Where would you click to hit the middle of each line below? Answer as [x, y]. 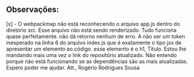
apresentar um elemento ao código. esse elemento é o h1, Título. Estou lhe [96, 49]
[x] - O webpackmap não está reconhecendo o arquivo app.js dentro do [93, 24]
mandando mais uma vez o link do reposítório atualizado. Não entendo [92, 55]
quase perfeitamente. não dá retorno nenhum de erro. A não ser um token [96, 36]
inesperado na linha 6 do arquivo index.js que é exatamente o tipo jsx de [94, 42]
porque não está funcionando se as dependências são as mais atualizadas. [97, 61]
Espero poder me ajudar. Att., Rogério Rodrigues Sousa [73, 68]
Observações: [33, 10]
